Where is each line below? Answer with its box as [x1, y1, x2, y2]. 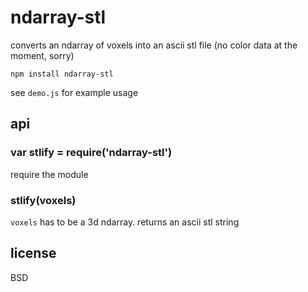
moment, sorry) [10, 49, 75, 61]
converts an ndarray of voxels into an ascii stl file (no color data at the [10, 39, 298, 51]
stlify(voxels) [10, 193, 77, 207]
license [10, 245, 57, 262]
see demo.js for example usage [10, 86, 139, 98]
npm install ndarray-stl [10, 69, 114, 79]
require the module [10, 168, 89, 180]
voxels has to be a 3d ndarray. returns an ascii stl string [10, 216, 240, 228]
